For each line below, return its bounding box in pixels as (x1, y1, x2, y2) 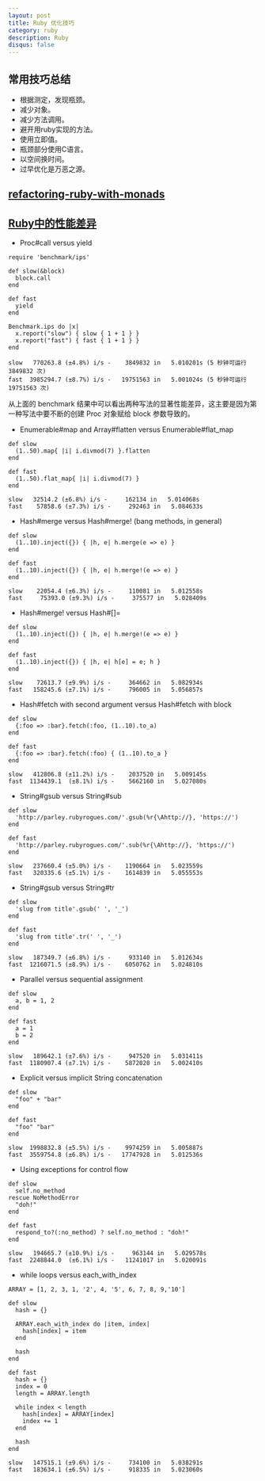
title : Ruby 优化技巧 (8, 19, 75, 27)
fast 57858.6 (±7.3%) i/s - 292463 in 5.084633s (8, 502, 203, 511)
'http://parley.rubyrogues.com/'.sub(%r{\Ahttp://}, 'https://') (15, 842, 236, 849)
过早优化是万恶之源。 (19, 164, 89, 174)
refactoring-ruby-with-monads (8, 188, 165, 201)
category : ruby (8, 26, 59, 34)
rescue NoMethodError (8, 1194, 80, 1202)
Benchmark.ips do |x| (8, 323, 80, 331)
